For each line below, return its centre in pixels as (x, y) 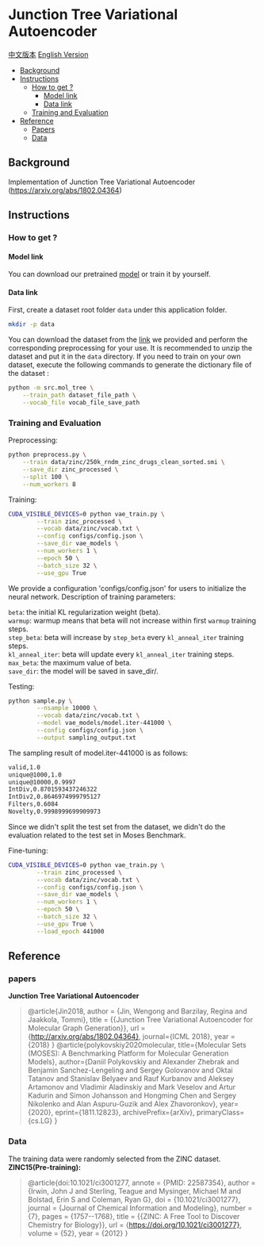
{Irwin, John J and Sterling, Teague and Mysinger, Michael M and (134, 1190)
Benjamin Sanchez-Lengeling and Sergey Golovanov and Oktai (130, 1070)
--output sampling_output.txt (86, 738)
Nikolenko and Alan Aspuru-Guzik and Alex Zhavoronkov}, (122, 1104)
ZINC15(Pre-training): (45, 1167)
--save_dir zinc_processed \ (71, 470)
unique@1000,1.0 (35, 775)
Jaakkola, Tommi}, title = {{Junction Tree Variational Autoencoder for (140, 1020)
